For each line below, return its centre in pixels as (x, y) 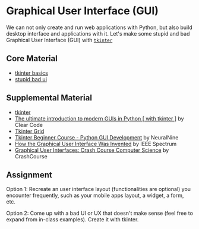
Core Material (32, 58)
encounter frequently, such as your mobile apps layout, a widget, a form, (95, 195)
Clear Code (29, 125)
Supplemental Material (49, 98)
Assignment (29, 175)
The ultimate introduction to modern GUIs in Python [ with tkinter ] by (99, 118)
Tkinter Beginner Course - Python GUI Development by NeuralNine (97, 137)
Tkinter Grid (29, 131)
